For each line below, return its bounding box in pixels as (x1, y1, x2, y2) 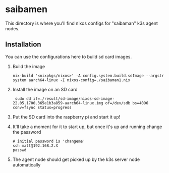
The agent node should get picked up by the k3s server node (12, 156, 140, 162)
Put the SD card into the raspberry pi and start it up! (12, 113, 121, 120)
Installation (5, 40, 41, 49)
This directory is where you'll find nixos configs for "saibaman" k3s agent (5, 20, 158, 26)
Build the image (12, 63, 45, 69)
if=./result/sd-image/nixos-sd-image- (33, 96, 115, 101)
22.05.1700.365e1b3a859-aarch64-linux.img (12, 100, 103, 105)
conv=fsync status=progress (12, 105, 72, 110)
